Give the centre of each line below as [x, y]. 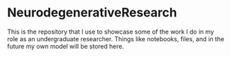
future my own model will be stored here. [66, 46]
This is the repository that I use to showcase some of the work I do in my [111, 32]
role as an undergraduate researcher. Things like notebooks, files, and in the [116, 38]
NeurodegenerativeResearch [92, 13]
